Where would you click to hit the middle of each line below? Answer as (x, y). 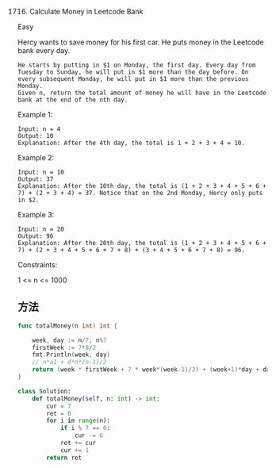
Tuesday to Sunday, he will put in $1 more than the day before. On (133, 72)
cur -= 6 (88, 435)
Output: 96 (36, 236)
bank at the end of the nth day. (73, 100)
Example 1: (35, 115)
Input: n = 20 (41, 229)
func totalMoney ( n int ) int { (68, 326)
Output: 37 (36, 179)
